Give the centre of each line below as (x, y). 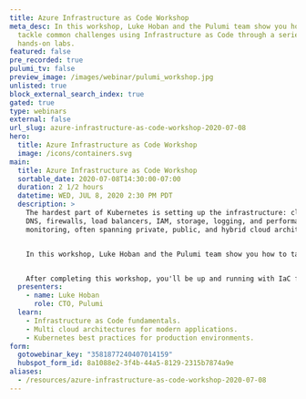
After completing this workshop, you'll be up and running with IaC (158, 279)
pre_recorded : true (46, 60)
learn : (30, 312)
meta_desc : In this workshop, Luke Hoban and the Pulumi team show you (148, 26)
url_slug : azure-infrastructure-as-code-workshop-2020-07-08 (128, 128)
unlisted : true (38, 86)
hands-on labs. (46, 43)
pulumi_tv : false (42, 69)
